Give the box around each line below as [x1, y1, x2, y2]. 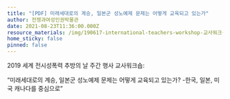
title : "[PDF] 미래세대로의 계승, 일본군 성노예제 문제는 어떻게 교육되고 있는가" [7, 10, 209, 17]
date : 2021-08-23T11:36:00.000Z [7, 23, 99, 29]
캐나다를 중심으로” [14, 85, 63, 92]
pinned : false [7, 42, 48, 48]
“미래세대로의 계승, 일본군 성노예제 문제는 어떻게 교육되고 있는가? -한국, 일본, [7, 76, 213, 84]
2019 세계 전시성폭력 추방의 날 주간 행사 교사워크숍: [7, 61, 145, 69]
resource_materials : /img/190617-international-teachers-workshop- [7, 29, 204, 36]
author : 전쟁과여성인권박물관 [7, 16, 79, 23]
